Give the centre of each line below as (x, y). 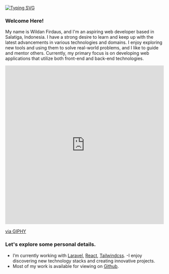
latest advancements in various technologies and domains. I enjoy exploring (84, 42)
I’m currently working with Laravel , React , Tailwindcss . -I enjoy (77, 255)
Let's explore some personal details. (51, 244)
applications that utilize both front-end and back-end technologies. (75, 58)
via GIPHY (16, 231)
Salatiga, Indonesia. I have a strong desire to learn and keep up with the (79, 37)
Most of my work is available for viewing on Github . (66, 266)
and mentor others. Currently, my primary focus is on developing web (77, 53)
